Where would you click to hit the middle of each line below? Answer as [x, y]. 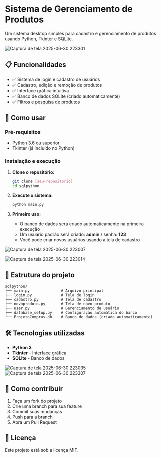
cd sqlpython [26, 186]
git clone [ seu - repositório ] [43, 181]
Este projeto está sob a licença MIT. [42, 450]
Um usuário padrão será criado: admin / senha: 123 [73, 235]
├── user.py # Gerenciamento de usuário [62, 308]
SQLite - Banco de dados [38, 358]
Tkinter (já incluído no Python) [43, 148]
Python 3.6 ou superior [36, 143]
